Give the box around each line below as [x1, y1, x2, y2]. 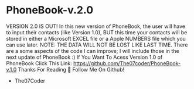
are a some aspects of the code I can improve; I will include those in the [6, 47, 180, 54]
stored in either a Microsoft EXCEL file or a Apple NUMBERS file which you [6, 35, 186, 42]
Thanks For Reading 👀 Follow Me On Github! [18, 66, 125, 73]
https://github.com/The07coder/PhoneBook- [73, 59, 181, 67]
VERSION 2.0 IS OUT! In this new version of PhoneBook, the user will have [6, 23, 186, 30]
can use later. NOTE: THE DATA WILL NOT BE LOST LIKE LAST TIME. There [6, 41, 188, 48]
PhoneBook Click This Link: [6, 59, 72, 67]
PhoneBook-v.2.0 [6, 3, 94, 17]
